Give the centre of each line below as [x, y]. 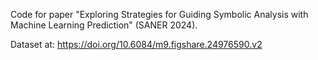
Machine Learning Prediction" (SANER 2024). [104, 25]
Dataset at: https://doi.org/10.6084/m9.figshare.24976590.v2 [136, 44]
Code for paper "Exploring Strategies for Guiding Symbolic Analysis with [159, 14]
